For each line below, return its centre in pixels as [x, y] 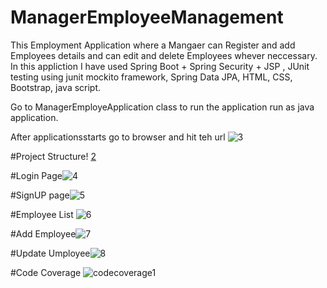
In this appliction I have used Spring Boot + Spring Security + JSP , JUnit [160, 66]
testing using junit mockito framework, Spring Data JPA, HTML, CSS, [151, 77]
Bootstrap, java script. [56, 87]
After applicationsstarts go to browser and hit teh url [118, 137]
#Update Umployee [50, 253]
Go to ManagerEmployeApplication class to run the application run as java [162, 107]
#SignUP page [40, 195]
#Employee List [42, 214]
